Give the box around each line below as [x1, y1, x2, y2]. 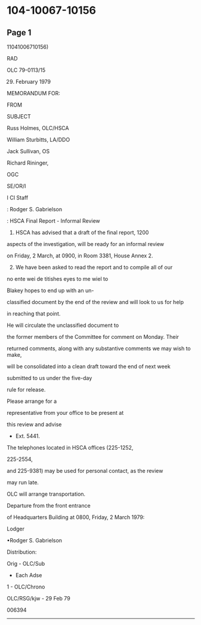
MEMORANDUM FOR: [7, 90, 60, 96]
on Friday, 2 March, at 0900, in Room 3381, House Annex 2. [7, 252, 153, 259]
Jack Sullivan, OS [7, 148, 50, 154]
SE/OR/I [7, 183, 26, 189]
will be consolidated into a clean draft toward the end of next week [7, 363, 171, 370]
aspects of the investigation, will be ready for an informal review [7, 241, 165, 247]
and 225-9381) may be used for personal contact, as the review [7, 468, 163, 474]
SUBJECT [7, 113, 32, 120]
